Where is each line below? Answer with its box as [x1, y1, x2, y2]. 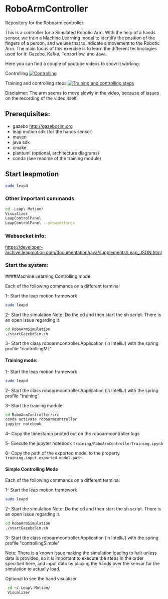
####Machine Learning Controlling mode [5, 273, 91, 279]
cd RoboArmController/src [5, 412, 59, 417]
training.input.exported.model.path [5, 456, 82, 461]
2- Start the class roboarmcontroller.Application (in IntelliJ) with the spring [5, 387, 159, 393]
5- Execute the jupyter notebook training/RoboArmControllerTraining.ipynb [5, 440, 163, 446]
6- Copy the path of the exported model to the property [5, 450, 120, 456]
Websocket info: [5, 233, 47, 240]
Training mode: [5, 357, 38, 363]
